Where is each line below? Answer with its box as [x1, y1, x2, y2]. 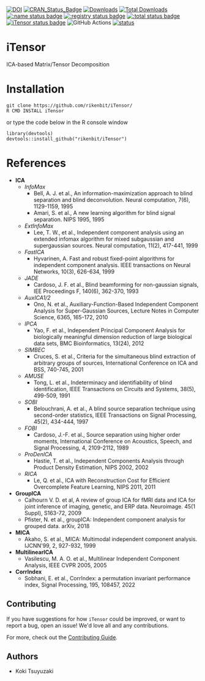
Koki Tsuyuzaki [15, 667, 54, 675]
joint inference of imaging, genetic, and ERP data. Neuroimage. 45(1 [24, 502, 196, 510]
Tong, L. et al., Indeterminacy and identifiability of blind [33, 378, 173, 386]
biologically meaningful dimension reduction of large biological [33, 333, 192, 340]
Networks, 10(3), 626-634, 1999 [33, 268, 115, 275]
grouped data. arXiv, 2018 [24, 522, 90, 529]
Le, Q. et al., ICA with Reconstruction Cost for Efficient [33, 477, 170, 484]
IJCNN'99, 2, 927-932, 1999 [24, 542, 96, 549]
